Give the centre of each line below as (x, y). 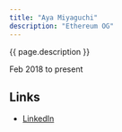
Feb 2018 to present (46, 69)
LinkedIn (38, 119)
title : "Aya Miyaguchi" (54, 18)
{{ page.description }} (50, 51)
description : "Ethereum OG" (62, 26)
